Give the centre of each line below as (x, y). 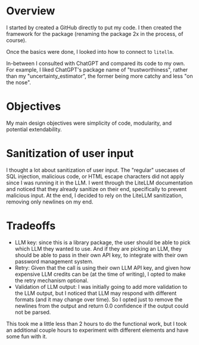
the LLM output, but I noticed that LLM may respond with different (96, 293)
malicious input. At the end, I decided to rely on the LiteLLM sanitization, (95, 195)
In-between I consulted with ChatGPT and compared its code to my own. (96, 63)
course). (16, 40)
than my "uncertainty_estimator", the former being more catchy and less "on (99, 76)
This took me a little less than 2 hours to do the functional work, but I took (97, 324)
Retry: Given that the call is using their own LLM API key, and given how (103, 267)
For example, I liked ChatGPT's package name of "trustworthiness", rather (97, 69)
